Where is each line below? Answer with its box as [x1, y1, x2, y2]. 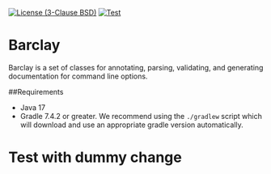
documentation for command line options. [8, 71, 148, 81]
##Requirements [8, 87, 64, 96]
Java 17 [19, 102, 46, 112]
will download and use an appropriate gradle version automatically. [19, 120, 244, 129]
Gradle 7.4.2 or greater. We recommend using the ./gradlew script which [19, 111, 263, 121]
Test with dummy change [8, 148, 182, 167]
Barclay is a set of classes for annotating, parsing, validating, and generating [8, 62, 264, 72]
